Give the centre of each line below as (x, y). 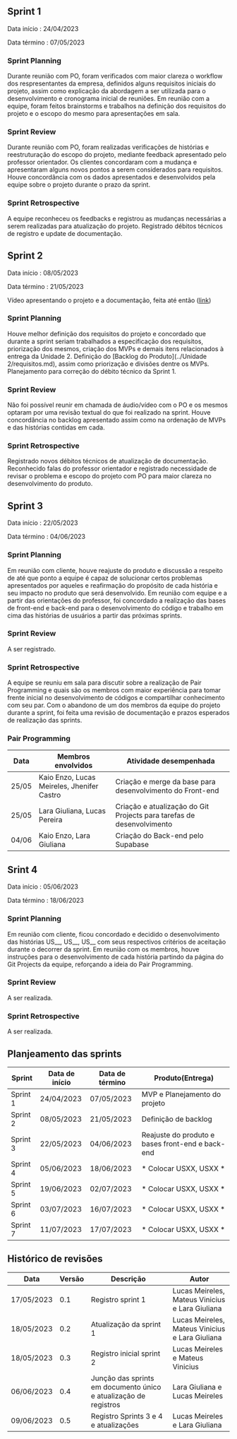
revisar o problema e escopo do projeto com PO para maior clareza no (109, 476)
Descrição (128, 1279)
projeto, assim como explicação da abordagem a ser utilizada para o (107, 91)
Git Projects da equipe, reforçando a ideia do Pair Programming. (100, 964)
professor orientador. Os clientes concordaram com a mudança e (102, 162)
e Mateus (188, 1358)
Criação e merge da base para (166, 782)
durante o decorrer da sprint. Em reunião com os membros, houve (103, 949)
